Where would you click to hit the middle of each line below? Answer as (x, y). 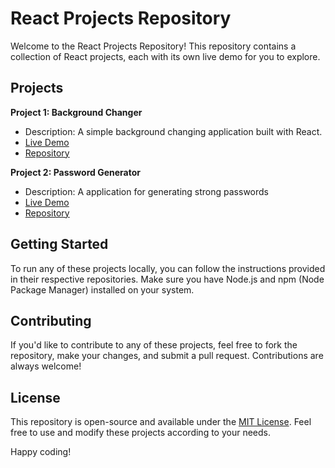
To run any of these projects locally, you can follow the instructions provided (168, 268)
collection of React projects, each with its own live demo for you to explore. (165, 56)
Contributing (51, 320)
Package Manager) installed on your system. (102, 289)
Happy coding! (41, 452)
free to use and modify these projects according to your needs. (141, 433)
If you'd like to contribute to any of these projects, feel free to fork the (154, 345)
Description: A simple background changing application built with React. (173, 131)
